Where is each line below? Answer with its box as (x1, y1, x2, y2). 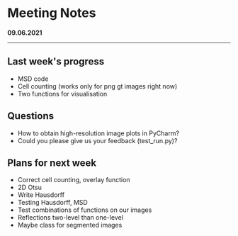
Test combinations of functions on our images (17, 206, 152, 214)
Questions (7, 110, 55, 122)
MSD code (17, 74, 49, 83)
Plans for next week (7, 157, 97, 169)
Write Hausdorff (17, 191, 65, 199)
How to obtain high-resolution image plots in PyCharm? (17, 129, 179, 137)
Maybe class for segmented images (17, 221, 123, 230)
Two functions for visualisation (17, 89, 108, 98)
